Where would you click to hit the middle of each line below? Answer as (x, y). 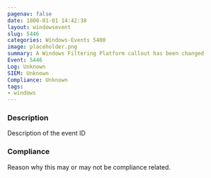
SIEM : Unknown (28, 73)
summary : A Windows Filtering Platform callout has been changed (105, 54)
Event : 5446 (25, 60)
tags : (15, 87)
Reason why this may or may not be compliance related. (89, 167)
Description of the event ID (47, 133)
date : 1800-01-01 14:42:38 (47, 21)
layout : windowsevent (39, 27)
